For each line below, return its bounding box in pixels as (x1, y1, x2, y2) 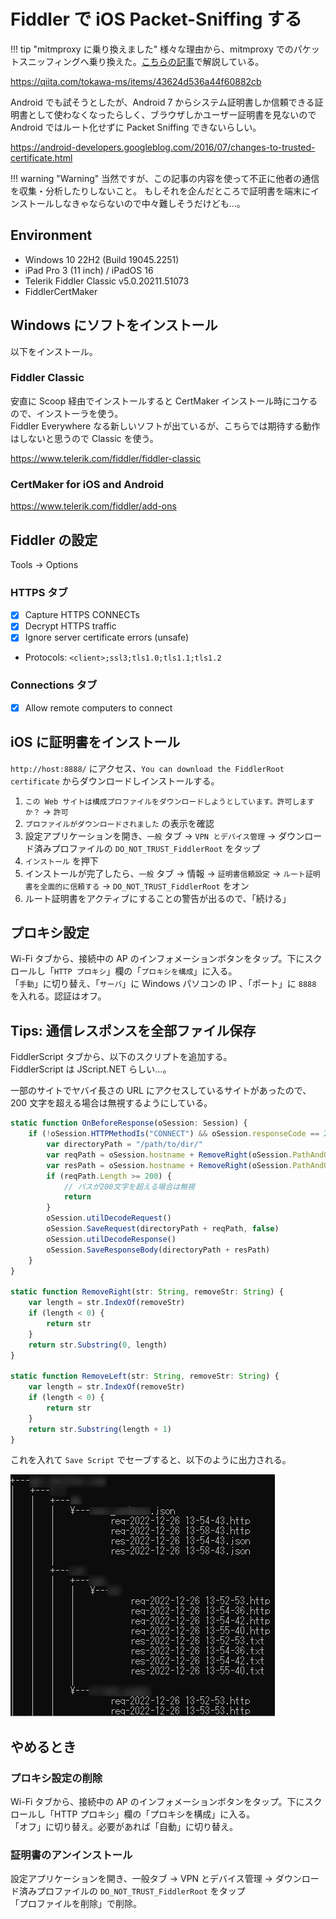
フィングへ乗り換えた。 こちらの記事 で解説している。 (44, 55, 265, 67)
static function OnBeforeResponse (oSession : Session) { (10, 1118, 248, 1129)
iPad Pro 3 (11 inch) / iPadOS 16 (24, 264, 154, 276)
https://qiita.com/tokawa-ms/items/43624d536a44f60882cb (10, 75, 262, 87)
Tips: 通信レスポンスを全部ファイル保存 (10, 1022, 257, 1039)
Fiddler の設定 (10, 531, 98, 549)
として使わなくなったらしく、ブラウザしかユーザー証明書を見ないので (27, 108, 317, 120)
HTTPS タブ (10, 585, 68, 599)
